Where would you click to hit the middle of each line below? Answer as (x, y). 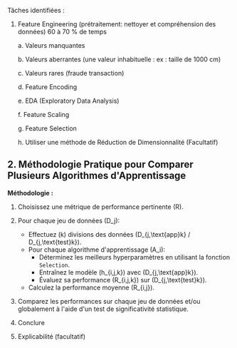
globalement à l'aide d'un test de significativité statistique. (103, 309)
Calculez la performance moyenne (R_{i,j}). (91, 287)
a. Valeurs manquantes (51, 45)
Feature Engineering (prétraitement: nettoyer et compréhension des (117, 24)
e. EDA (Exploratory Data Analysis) (68, 101)
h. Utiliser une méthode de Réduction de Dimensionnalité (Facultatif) (118, 142)
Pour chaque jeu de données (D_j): (69, 220)
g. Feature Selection (47, 128)
